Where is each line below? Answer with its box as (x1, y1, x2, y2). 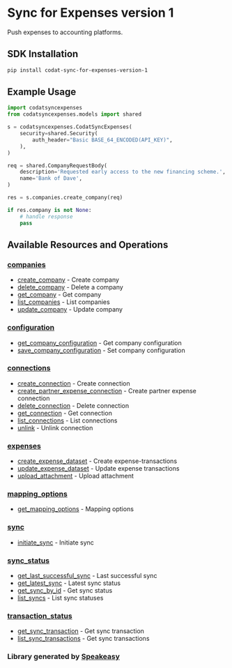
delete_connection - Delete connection (17, 401, 130, 409)
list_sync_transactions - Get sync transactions (17, 635, 150, 643)
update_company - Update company (17, 305, 123, 314)
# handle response (20, 213, 73, 220)
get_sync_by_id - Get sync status (17, 586, 113, 595)
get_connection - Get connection (17, 409, 113, 417)
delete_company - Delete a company (17, 283, 123, 291)
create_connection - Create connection (17, 379, 130, 388)
